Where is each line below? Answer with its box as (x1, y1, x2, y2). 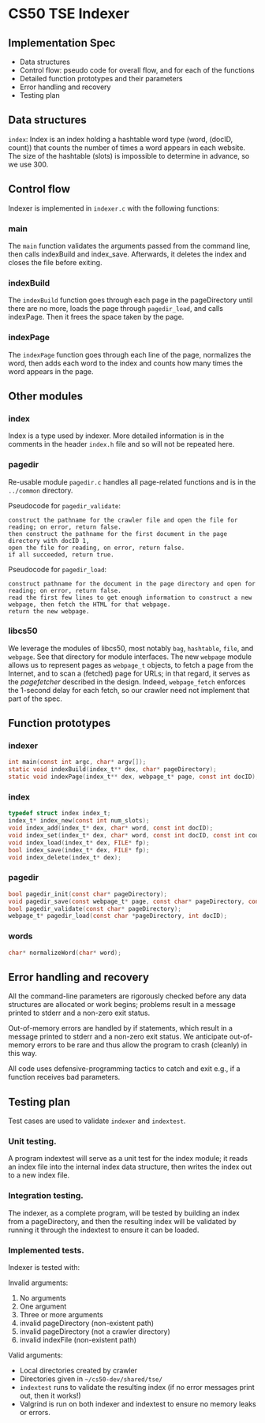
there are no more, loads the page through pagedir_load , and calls (8, 304, 223, 313)
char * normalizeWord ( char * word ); (8, 949, 122, 957)
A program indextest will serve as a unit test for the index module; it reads (8, 1154, 248, 1163)
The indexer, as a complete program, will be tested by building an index (8, 1208, 241, 1218)
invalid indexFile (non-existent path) (19, 1335, 136, 1345)
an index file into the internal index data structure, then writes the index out (8, 1162, 252, 1172)
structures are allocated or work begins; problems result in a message (8, 1000, 236, 1009)
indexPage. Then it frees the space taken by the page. (8, 313, 185, 322)
